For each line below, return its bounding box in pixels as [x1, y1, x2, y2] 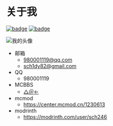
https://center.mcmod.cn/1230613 [23, 101, 105, 108]
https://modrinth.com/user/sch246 [23, 113, 107, 120]
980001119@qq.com [23, 56, 73, 63]
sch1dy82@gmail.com [23, 62, 77, 69]
